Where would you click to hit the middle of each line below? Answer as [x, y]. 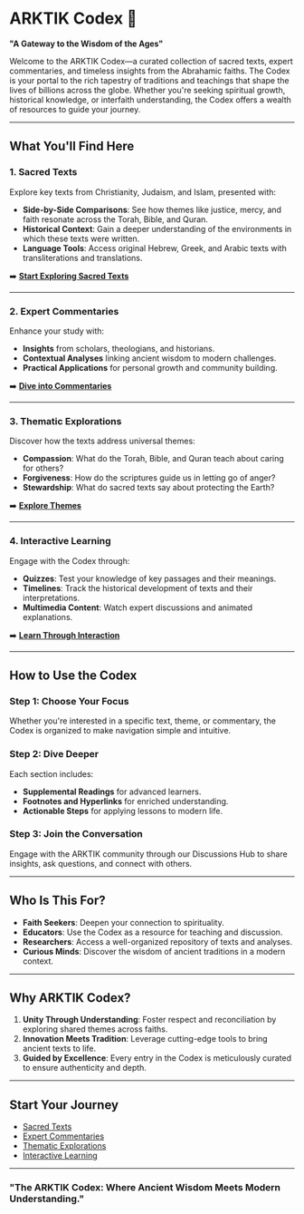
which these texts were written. [81, 238]
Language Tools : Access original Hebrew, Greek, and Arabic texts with [154, 248]
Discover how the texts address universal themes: [103, 441]
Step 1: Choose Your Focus [69, 701]
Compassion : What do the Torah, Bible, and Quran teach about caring [153, 459]
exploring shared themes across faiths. [95, 1029]
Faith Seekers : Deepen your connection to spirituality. [123, 922]
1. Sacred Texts [43, 172]
